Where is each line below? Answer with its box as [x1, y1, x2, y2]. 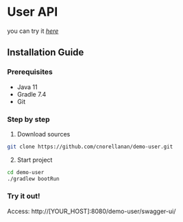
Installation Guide [7, 47, 84, 58]
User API [7, 4, 58, 20]
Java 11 [16, 83, 38, 91]
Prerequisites [7, 67, 53, 77]
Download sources [16, 129, 71, 138]
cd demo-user [7, 169, 45, 175]
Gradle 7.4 [16, 90, 47, 98]
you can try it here [7, 27, 59, 35]
